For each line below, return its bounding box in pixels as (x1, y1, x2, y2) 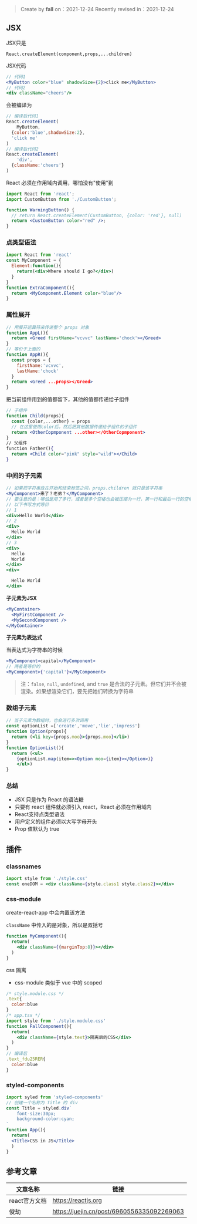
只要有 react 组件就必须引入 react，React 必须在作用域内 (14, 804, 152, 811)
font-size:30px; (16, 1111, 57, 1117)
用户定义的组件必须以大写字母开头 (14, 818, 97, 825)
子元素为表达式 (6, 634, 42, 641)
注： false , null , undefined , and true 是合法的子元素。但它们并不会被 (20, 680, 186, 687)
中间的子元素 (6, 471, 43, 480)
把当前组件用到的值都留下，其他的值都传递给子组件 (6, 396, 130, 403)
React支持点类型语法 (14, 811, 65, 818)
